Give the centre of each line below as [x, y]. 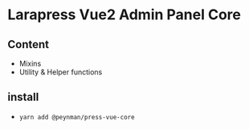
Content [29, 44]
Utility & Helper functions [61, 72]
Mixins [30, 63]
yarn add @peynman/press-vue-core [77, 117]
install [23, 97]
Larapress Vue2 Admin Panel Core [124, 15]
